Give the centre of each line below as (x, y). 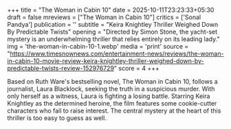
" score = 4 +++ (136, 68)
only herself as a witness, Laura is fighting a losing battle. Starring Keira (109, 96)
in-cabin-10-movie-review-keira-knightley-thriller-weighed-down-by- (106, 61)
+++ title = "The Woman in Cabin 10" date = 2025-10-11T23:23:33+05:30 (111, 10)
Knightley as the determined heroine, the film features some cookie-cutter (112, 103)
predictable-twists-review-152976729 (61, 68)
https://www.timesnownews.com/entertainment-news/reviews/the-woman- (117, 54)
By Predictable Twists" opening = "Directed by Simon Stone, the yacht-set (112, 32)
